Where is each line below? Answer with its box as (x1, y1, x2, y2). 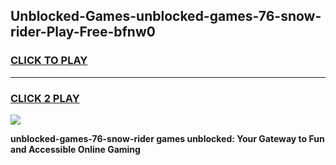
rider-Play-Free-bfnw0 (10, 24, 156, 41)
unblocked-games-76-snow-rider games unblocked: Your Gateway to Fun (10, 132, 325, 144)
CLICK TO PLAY (10, 54, 88, 68)
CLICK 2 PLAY (10, 91, 80, 105)
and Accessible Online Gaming (10, 143, 141, 155)
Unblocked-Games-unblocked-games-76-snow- (10, 8, 322, 25)
